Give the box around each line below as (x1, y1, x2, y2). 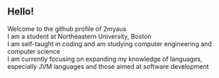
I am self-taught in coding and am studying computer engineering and (7, 39, 213, 48)
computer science (7, 47, 60, 55)
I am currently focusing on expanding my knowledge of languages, (7, 55, 203, 63)
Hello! (7, 6, 34, 18)
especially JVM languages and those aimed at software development (7, 62, 209, 70)
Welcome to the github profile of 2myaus (7, 24, 127, 33)
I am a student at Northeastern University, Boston (7, 32, 152, 40)
